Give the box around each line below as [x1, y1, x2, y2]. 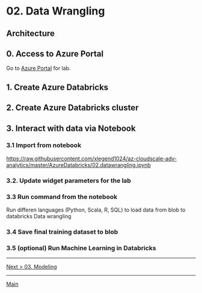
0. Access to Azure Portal [6, 48, 104, 58]
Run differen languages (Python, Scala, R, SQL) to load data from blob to [6, 206, 186, 213]
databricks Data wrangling [6, 213, 72, 220]
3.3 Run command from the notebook [6, 192, 118, 201]
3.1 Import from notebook [6, 141, 82, 150]
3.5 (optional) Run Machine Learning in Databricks [6, 244, 156, 252]
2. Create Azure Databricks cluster [6, 102, 139, 113]
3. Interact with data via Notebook [6, 123, 136, 133]
